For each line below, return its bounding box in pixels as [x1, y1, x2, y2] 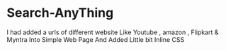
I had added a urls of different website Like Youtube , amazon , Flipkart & [6, 28, 219, 36]
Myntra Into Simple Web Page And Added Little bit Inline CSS [6, 35, 185, 43]
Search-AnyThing [6, 5, 114, 21]
